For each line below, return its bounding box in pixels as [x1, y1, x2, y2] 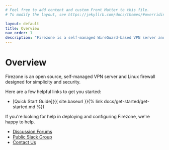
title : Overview [5, 26, 39, 31]
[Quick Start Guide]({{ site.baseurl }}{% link [12, 98, 103, 104]
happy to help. [5, 119, 35, 125]
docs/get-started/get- [104, 98, 150, 104]
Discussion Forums [12, 128, 53, 134]
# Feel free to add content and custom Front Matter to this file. [5, 7, 150, 13]
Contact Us [12, 139, 36, 145]
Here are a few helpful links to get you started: [5, 89, 102, 95]
